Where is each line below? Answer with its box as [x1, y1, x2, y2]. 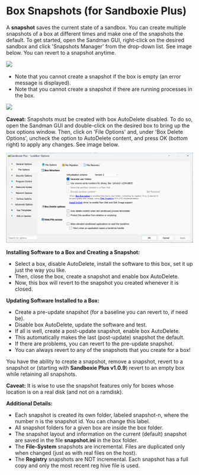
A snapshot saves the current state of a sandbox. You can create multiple [6, 24, 187, 31]
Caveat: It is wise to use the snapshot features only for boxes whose [6, 382, 174, 389]
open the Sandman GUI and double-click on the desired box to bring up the [6, 122, 190, 129]
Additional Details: [6, 399, 53, 407]
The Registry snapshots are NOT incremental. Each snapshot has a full [14, 455, 188, 463]
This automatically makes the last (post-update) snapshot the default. [14, 334, 185, 341]
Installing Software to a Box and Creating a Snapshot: [6, 248, 140, 256]
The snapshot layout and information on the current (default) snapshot [14, 430, 187, 438]
